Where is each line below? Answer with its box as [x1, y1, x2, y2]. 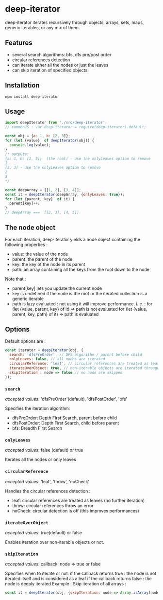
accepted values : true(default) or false [5, 529, 82, 535]
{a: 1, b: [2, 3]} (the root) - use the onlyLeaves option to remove [5, 156, 151, 161]
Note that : [5, 276, 26, 282]
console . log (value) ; [9, 142, 51, 147]
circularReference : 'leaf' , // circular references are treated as [9, 361, 149, 366]
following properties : [5, 242, 48, 247]
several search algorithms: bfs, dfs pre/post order [12, 52, 112, 57]
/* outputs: [5, 152, 29, 157]
